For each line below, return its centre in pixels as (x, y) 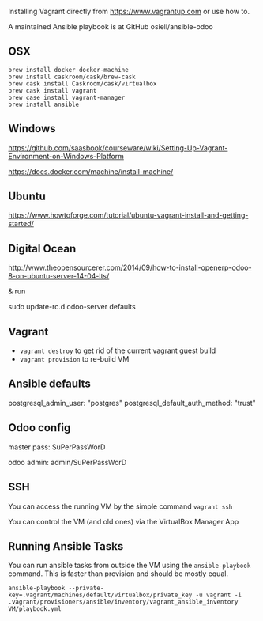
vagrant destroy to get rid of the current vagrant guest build (118, 350)
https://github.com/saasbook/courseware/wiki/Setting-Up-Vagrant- (118, 148)
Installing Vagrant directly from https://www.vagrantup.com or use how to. (129, 11)
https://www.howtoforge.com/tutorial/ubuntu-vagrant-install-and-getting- (128, 215)
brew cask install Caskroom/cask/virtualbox (83, 83)
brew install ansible (44, 104)
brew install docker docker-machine (68, 70)
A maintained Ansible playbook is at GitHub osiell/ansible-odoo (111, 27)
